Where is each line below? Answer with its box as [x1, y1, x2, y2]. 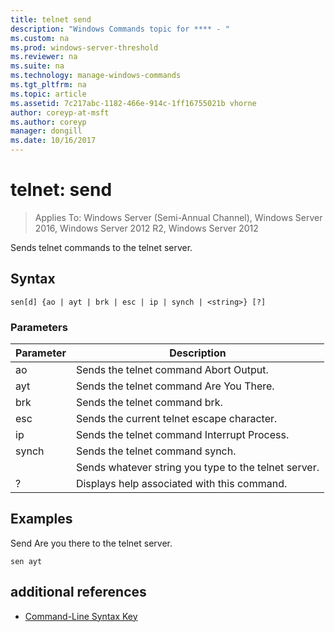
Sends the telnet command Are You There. [75, 379, 275, 393]
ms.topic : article [10, 89, 87, 99]
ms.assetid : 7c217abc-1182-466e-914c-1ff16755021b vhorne [10, 98, 257, 108]
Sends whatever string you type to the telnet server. [75, 461, 320, 475]
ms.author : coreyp [10, 117, 87, 127]
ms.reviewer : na [10, 52, 78, 62]
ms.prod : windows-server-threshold [10, 42, 159, 53]
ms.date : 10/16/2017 [10, 136, 97, 146]
